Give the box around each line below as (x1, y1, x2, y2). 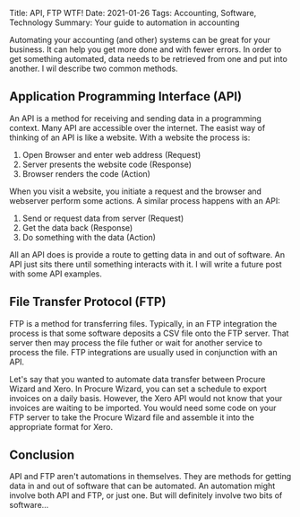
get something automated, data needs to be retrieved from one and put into (9, 54, 288, 64)
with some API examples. (9, 268, 103, 279)
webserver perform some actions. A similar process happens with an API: (9, 195, 280, 206)
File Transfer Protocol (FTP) (9, 294, 167, 310)
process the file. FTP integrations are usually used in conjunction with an (9, 346, 278, 357)
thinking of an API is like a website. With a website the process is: (9, 132, 251, 143)
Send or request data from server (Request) (21, 213, 184, 223)
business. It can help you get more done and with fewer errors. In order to (9, 44, 282, 55)
